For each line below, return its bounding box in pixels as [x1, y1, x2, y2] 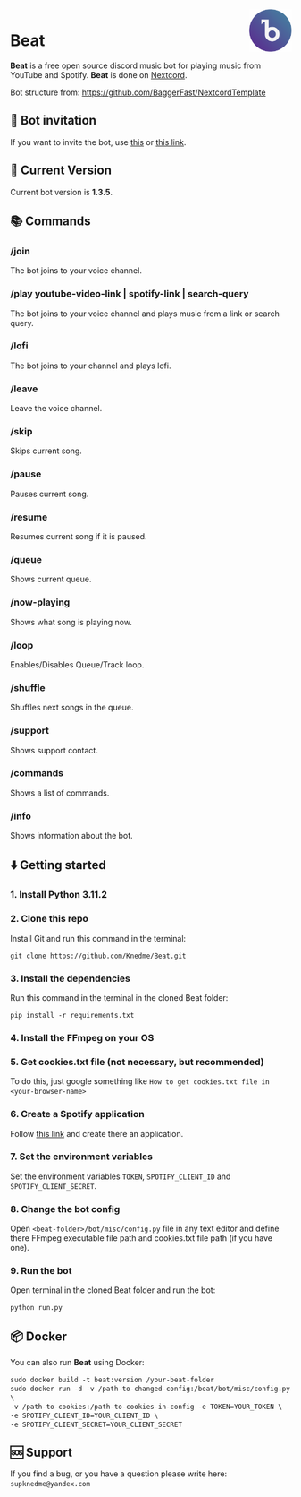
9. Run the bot [10, 1265, 72, 1278]
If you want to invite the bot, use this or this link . [10, 136, 187, 147]
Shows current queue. [10, 573, 92, 585]
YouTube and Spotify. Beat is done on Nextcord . [10, 69, 188, 80]
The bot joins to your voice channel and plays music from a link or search [10, 308, 280, 319]
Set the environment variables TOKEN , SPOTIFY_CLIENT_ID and [10, 1171, 231, 1182]
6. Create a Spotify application [10, 1108, 146, 1121]
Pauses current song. [10, 488, 89, 499]
